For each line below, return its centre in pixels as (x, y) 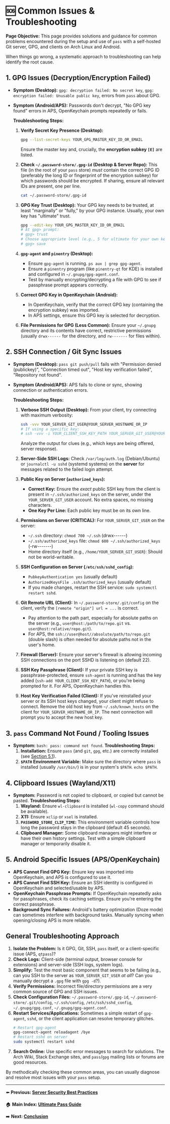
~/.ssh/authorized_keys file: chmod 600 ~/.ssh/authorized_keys (94, 541)
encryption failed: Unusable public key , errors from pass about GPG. (87, 95)
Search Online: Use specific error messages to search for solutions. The (89, 1052)
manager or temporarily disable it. (56, 843)
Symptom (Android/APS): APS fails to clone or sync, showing (78, 385)
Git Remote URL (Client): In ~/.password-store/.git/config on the (90, 603)
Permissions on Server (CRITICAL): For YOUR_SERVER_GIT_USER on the (93, 520)
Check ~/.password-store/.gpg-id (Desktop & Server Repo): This (89, 164)
